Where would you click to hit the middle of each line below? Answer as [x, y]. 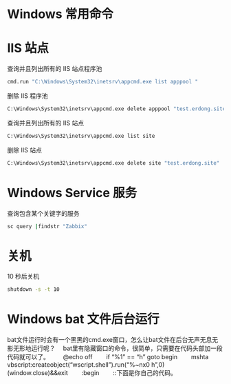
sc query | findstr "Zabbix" [47, 226]
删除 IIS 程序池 [27, 96]
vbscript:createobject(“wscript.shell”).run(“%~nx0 [78, 365]
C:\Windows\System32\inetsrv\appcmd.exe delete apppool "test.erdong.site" [118, 109]
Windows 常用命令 [60, 14]
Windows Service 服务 [72, 193]
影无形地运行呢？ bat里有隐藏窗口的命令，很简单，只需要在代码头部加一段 [115, 348]
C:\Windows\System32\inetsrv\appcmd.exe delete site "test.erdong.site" [113, 163]
